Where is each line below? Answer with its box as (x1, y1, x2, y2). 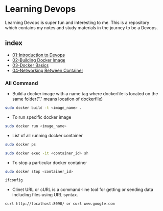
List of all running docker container (12, 132, 83, 138)
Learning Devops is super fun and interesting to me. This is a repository (5, 20, 150, 25)
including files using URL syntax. (12, 192, 78, 198)
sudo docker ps (5, 142, 36, 147)
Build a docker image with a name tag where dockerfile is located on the (12, 91, 158, 97)
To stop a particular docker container (12, 160, 87, 166)
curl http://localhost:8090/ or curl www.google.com (5, 201, 115, 206)
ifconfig (5, 178, 23, 183)
